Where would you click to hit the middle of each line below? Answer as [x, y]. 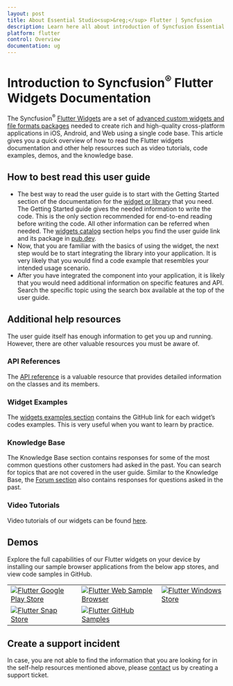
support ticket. [28, 675]
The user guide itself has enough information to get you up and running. [110, 336]
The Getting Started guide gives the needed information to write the [114, 209]
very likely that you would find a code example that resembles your [113, 260]
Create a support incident [63, 643]
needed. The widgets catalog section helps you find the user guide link [119, 231]
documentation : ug [34, 46]
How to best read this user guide [79, 177]
